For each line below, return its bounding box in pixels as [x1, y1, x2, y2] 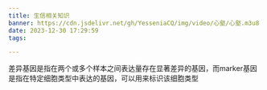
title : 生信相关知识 [8, 11, 70, 20]
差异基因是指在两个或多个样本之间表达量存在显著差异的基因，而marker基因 [8, 64, 257, 73]
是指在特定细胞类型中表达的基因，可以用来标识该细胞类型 [8, 73, 199, 84]
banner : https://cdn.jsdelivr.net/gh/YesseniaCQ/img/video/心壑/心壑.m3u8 [8, 19, 260, 27]
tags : [8, 33, 27, 42]
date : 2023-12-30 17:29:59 [8, 26, 99, 34]
